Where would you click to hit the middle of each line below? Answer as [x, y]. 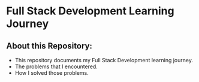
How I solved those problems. [52, 73]
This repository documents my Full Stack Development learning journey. [104, 60]
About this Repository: [49, 46]
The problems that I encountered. [56, 66]
